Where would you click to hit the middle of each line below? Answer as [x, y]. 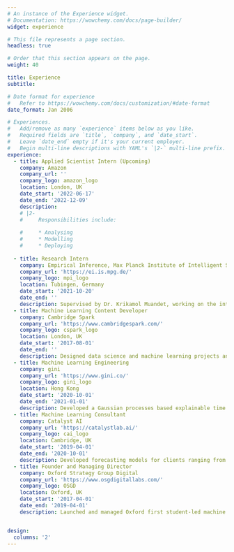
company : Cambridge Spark [57, 317]
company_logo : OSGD [48, 486]
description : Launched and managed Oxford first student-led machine [123, 512]
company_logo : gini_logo [56, 382]
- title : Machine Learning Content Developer [81, 311]
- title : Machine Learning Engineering [71, 363]
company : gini [40, 369]
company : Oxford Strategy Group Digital [79, 473]
